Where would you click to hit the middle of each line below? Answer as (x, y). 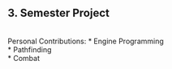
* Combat (24, 58)
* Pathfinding (30, 49)
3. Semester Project (59, 13)
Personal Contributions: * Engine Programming (86, 41)
